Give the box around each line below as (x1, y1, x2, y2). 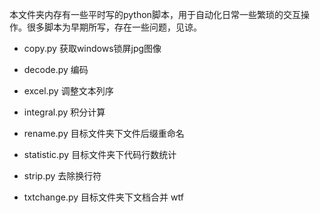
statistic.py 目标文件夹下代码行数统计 (23, 149, 177, 160)
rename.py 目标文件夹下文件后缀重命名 (23, 128, 185, 139)
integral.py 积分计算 (23, 106, 106, 118)
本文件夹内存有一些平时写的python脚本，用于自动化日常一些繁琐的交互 (9, 9, 301, 20)
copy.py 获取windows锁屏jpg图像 (23, 43, 162, 54)
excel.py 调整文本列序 (23, 85, 114, 97)
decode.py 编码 (23, 64, 89, 75)
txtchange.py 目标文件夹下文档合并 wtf (23, 191, 184, 203)
